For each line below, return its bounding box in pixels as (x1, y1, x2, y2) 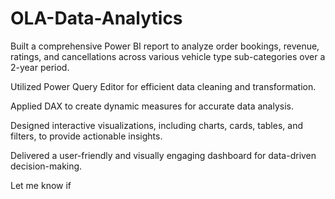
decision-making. (10, 160, 83, 172)
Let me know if (10, 179, 72, 191)
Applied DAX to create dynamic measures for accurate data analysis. (10, 100, 294, 112)
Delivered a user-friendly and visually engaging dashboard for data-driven (10, 149, 317, 161)
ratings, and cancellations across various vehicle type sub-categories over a (10, 50, 326, 62)
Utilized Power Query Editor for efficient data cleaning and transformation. (10, 80, 317, 92)
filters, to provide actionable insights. (10, 130, 163, 142)
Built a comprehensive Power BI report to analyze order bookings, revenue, (10, 40, 320, 52)
